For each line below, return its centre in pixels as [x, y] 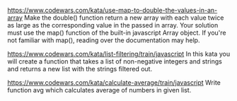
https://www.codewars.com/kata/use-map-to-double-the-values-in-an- [112, 10]
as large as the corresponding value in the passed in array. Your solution [113, 25]
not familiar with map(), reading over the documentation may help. [104, 40]
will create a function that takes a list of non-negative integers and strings [115, 61]
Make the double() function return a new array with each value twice [124, 18]
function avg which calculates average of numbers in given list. [99, 90]
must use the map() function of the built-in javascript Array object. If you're [117, 32]
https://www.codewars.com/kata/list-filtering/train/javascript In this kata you [119, 54]
